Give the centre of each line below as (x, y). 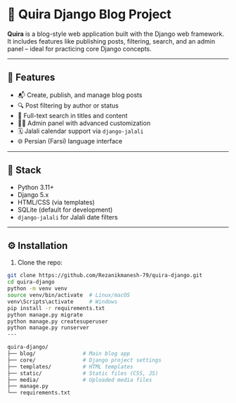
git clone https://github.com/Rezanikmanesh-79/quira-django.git (105, 276)
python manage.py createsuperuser (58, 321)
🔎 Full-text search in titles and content (72, 115)
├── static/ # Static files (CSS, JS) (83, 373)
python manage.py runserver (48, 328)
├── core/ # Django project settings (84, 360)
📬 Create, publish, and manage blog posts (80, 95)
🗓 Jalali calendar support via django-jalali (80, 131)
